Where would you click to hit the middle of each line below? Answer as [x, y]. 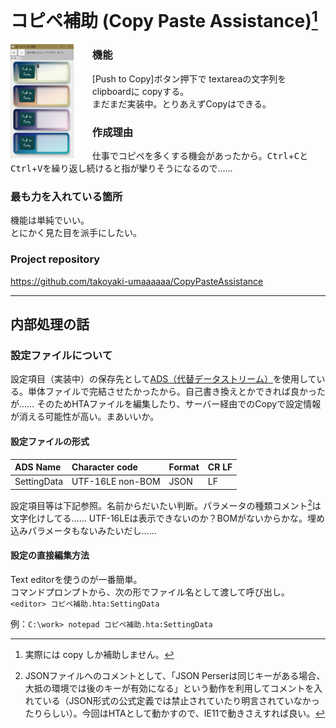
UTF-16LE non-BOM [116, 482]
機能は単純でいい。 [50, 220]
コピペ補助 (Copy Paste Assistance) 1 [164, 19]
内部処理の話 [50, 324]
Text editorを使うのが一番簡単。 [76, 579]
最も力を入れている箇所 [66, 197]
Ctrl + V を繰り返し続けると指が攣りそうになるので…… [121, 168]
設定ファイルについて [61, 356]
